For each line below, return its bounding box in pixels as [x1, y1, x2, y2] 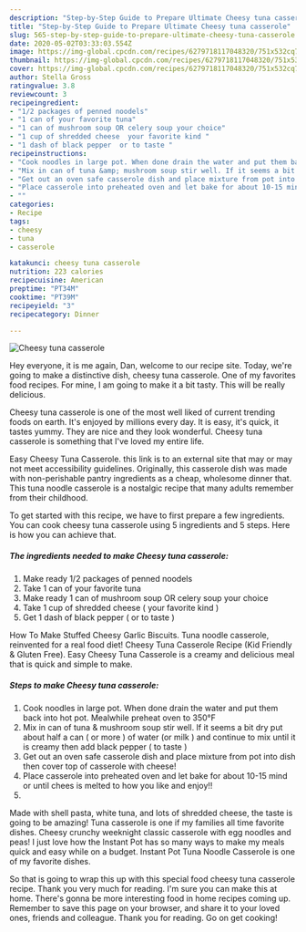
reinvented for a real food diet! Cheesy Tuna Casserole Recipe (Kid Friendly [9, 639, 293, 650]
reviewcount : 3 [9, 89, 67, 98]
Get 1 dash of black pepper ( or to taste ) [22, 612, 175, 623]
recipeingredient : [9, 98, 79, 108]
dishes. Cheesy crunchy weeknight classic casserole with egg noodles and [9, 827, 291, 838]
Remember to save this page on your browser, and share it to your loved [9, 903, 280, 914]
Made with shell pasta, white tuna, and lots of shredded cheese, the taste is [9, 808, 293, 819]
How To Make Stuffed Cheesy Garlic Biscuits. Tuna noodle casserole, [9, 630, 270, 641]
